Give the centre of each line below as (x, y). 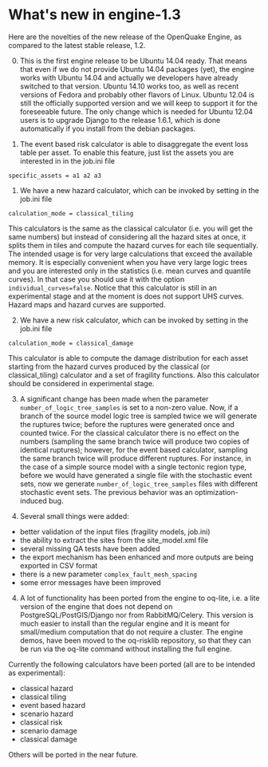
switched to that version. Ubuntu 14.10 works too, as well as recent (129, 86)
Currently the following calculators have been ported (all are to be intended (132, 664)
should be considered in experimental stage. (81, 383)
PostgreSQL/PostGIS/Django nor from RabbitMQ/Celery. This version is (136, 615)
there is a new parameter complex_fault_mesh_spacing (108, 574)
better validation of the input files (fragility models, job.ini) (115, 532)
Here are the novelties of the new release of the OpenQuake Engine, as (125, 37)
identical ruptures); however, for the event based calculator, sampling (134, 449)
